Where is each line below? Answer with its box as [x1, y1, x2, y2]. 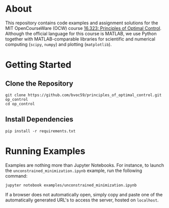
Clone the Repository [5, 79, 73, 88]
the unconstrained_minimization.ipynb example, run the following [5, 168, 143, 174]
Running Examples [5, 145, 86, 157]
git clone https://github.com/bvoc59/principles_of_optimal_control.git [5, 92, 162, 98]
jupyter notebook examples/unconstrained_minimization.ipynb [5, 183, 137, 188]
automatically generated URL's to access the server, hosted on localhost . [5, 197, 159, 203]
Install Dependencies [5, 115, 73, 124]
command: [5, 173, 28, 179]
